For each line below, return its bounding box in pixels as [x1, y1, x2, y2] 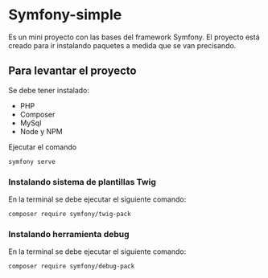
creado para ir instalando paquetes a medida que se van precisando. [8, 40, 237, 50]
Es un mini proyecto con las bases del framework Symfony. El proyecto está [8, 32, 260, 42]
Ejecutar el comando [8, 142, 77, 152]
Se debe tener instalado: [8, 85, 90, 95]
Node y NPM [19, 126, 63, 136]
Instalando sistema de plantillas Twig [8, 176, 157, 187]
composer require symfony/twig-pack [8, 211, 131, 219]
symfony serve [8, 157, 56, 166]
